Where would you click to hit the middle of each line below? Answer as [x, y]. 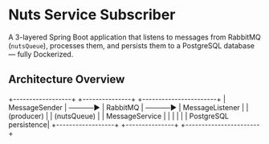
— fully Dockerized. [41, 54]
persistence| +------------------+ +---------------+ [94, 124]
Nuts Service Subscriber [92, 15]
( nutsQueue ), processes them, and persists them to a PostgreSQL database [132, 45]
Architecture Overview [67, 79]
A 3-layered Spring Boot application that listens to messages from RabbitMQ [134, 37]
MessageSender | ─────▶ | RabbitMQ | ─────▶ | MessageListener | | [128, 107]
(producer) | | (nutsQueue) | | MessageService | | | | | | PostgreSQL [118, 116]
